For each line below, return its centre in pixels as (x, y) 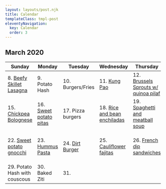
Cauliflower (113, 146)
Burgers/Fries (79, 87)
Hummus (47, 146)
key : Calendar (24, 28)
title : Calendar (22, 14)
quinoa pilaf (146, 93)
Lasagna (18, 90)
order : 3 (19, 33)
